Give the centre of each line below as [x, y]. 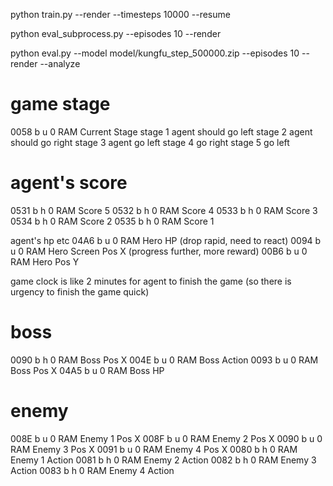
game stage [60, 104]
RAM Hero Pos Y [45, 261]
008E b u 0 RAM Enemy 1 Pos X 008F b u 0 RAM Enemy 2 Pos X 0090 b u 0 [166, 438]
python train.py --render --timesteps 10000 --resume [120, 14]
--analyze [60, 63]
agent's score [69, 183]
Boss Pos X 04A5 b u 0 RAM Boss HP [87, 370]
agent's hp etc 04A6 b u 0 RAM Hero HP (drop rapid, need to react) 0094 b [166, 240]
